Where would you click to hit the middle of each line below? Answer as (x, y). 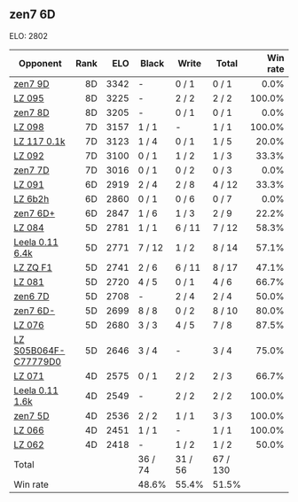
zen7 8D (31, 112)
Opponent (40, 63)
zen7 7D (31, 170)
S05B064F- (39, 351)
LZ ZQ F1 (33, 267)
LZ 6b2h (31, 198)
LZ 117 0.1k (39, 141)
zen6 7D (31, 296)
